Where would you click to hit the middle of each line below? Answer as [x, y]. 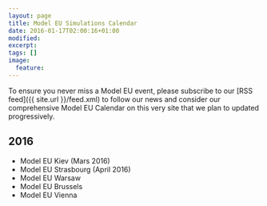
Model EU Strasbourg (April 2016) [75, 169]
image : [19, 61]
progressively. [32, 116]
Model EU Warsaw [50, 178]
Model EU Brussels [51, 186]
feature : [30, 68]
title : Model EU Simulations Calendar [73, 23]
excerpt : [23, 46]
